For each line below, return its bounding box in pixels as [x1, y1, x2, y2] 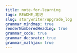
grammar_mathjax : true [5, 40, 54, 45]
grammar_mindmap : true [5, 21, 54, 27]
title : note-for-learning [5, 7, 61, 13]
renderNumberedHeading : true [5, 26, 68, 31]
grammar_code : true [5, 31, 47, 36]
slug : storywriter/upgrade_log [5, 17, 72, 22]
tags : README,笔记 [5, 12, 43, 17]
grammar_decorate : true [5, 36, 56, 41]
